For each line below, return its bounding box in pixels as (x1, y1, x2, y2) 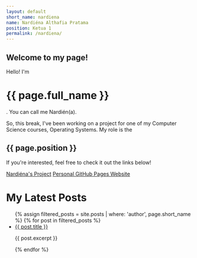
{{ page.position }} (6, 143, 77, 154)
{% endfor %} (14, 246, 49, 253)
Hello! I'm (6, 68, 30, 75)
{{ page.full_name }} (6, 89, 109, 102)
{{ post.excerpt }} (14, 234, 58, 241)
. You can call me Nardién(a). (6, 108, 77, 115)
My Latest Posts (6, 191, 87, 204)
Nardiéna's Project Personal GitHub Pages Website (6, 170, 130, 177)
